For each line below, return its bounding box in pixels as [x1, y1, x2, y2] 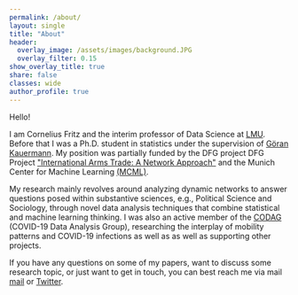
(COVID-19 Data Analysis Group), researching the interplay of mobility [9, 221, 264, 231]
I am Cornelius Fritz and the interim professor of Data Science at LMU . [9, 128, 266, 139]
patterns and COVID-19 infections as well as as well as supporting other [9, 230, 271, 241]
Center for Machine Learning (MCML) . [9, 166, 149, 177]
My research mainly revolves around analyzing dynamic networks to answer [9, 183, 288, 194]
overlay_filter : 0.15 [17, 54, 98, 63]
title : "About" [9, 29, 66, 38]
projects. [9, 240, 42, 251]
